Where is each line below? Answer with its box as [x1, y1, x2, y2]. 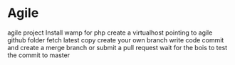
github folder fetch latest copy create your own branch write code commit [7, 35, 224, 44]
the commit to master [7, 51, 70, 59]
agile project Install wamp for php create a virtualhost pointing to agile [7, 28, 213, 37]
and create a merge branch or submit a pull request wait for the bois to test [7, 43, 228, 52]
